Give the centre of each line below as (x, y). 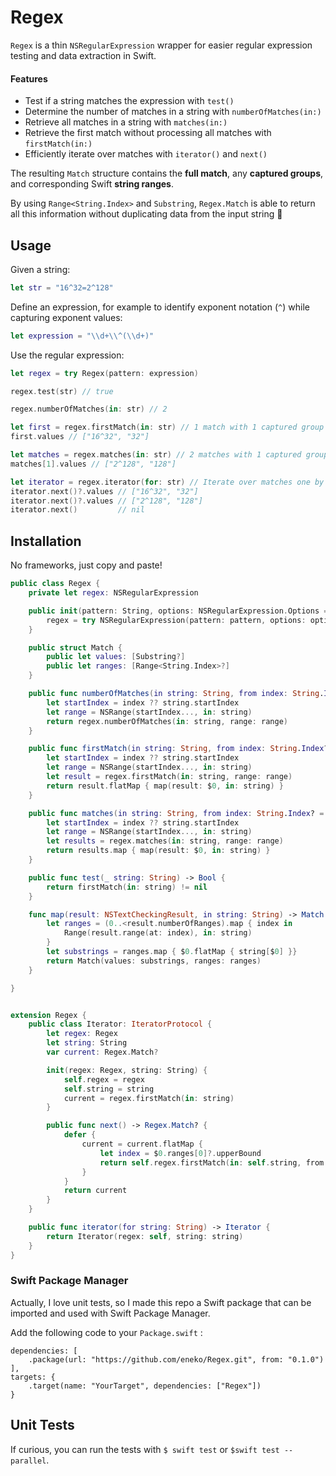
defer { (80, 1135)
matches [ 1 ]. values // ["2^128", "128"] (93, 464)
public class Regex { (55, 584)
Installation (46, 541)
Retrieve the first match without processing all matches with (148, 133)
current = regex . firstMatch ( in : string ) (149, 1098)
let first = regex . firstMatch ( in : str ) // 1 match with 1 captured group (167, 427)
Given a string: (40, 269)
